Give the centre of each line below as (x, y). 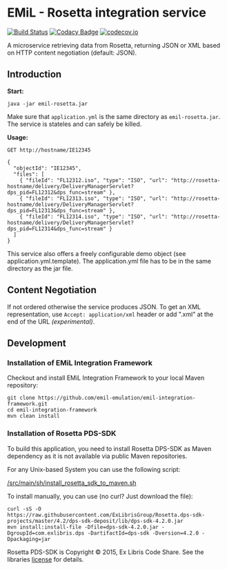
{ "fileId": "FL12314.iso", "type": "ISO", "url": (94, 217)
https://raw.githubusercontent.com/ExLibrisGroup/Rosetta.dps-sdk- (106, 515)
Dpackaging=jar (29, 539)
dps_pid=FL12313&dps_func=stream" (57, 210)
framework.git (28, 404)
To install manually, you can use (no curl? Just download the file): (100, 496)
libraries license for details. (46, 559)
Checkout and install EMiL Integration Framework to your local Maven (106, 378)
